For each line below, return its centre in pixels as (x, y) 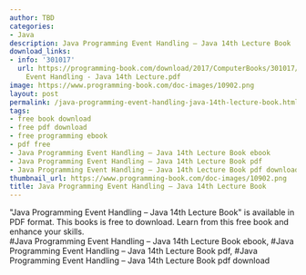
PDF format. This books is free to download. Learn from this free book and (149, 222)
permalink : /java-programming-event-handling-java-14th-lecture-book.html (154, 102)
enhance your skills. (47, 231)
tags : (20, 111)
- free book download (51, 119)
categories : (32, 26)
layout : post (34, 93)
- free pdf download (49, 128)
